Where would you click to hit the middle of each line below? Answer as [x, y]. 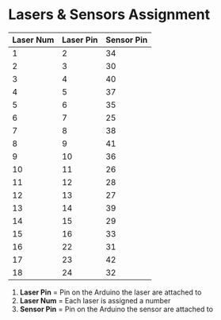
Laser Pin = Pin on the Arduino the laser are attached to [110, 292]
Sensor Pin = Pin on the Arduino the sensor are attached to [116, 309]
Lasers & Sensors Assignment [109, 15]
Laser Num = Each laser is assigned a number [95, 300]
